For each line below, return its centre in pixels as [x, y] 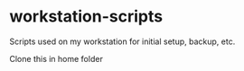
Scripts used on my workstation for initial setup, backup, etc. [122, 41]
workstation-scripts [86, 17]
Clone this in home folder [56, 58]
